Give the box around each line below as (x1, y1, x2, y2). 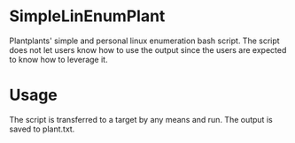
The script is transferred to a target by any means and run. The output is (9, 114, 273, 124)
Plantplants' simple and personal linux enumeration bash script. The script (9, 35, 281, 46)
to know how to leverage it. (9, 54, 108, 64)
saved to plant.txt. (9, 124, 75, 134)
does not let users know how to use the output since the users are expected (9, 44, 287, 55)
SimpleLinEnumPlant (9, 6, 166, 26)
